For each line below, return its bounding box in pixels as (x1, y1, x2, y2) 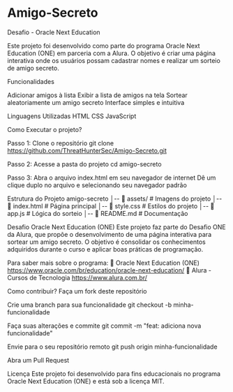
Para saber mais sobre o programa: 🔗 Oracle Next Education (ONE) (7, 259, 200, 267)
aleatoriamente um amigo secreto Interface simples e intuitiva (7, 98, 185, 106)
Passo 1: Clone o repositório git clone (7, 138, 114, 147)
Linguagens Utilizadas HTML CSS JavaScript (7, 112, 137, 120)
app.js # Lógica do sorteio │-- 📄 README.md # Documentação (7, 209, 188, 217)
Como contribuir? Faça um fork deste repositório (7, 286, 147, 295)
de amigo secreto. (7, 64, 59, 72)
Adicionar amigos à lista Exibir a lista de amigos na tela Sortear (7, 91, 188, 99)
